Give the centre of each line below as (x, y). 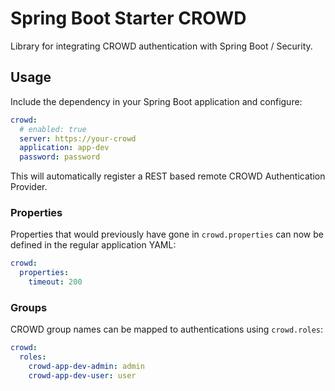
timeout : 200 (55, 282)
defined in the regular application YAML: (93, 245)
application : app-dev (64, 148)
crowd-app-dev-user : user (82, 375)
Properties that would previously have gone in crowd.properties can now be (167, 234)
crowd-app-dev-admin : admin (86, 367)
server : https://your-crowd (78, 138)
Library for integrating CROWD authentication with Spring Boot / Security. (161, 46)
